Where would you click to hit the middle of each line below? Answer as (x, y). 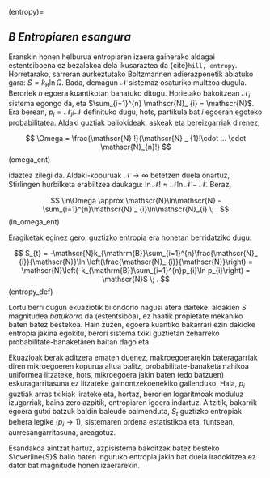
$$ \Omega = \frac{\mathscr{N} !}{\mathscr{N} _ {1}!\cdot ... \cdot (136, 139)
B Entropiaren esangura (70, 37)
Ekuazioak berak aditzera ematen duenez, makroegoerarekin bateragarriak (133, 358)
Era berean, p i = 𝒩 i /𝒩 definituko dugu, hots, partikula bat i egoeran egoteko (135, 113)
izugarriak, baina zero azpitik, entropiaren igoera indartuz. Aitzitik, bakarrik (133, 403)
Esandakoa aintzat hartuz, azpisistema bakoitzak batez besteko (114, 448)
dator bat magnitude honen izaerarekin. (74, 465)
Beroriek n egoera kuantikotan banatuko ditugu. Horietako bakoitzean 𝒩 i (129, 94)
